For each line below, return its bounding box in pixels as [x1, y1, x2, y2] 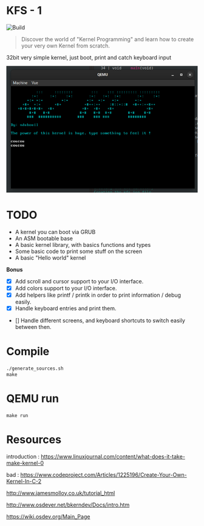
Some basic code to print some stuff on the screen [15, 247, 143, 255]
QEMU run [6, 392, 59, 405]
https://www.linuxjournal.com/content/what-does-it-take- [41, 452, 185, 460]
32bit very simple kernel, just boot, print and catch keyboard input [6, 54, 172, 61]
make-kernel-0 [6, 459, 44, 466]
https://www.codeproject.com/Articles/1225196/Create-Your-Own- [20, 471, 187, 478]
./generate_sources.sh [6, 365, 64, 372]
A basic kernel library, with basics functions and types [15, 241, 151, 248]
